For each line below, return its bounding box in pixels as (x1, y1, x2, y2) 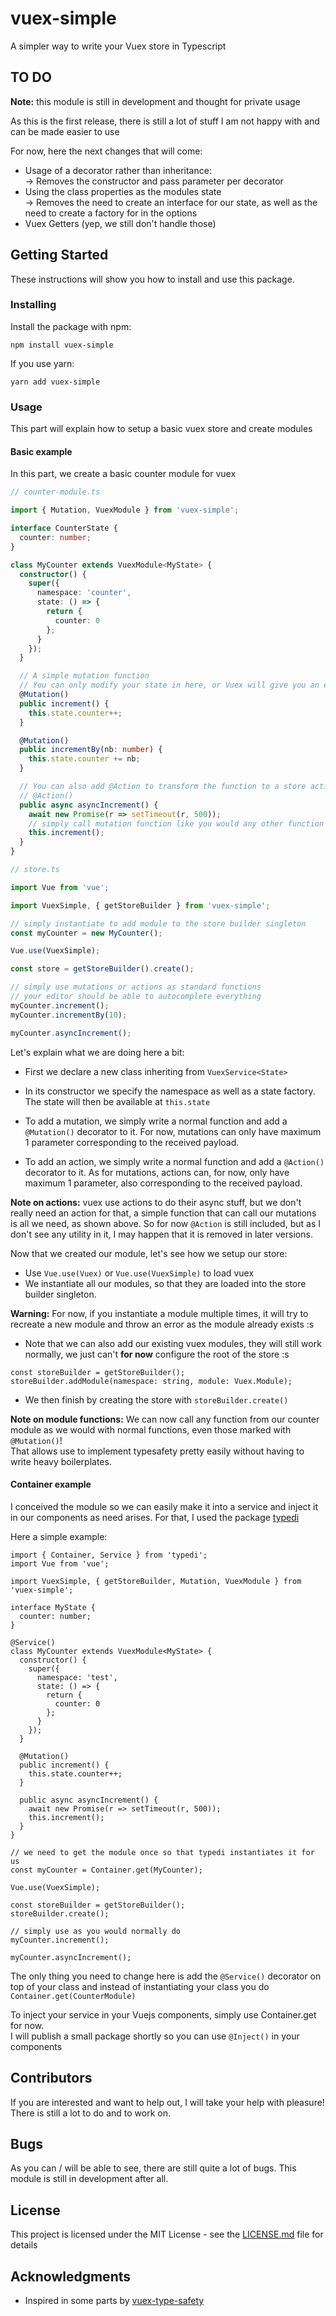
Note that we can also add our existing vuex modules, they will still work (24, 1337, 322, 1349)
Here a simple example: (10, 1530, 108, 1542)
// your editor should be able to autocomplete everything (10, 992, 262, 1002)
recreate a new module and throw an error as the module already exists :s (10, 1318, 315, 1330)
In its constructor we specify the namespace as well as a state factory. (24, 1085, 316, 1097)
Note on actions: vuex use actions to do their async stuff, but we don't (10, 1196, 302, 1208)
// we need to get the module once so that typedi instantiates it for (10, 1847, 315, 1857)
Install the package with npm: (10, 320, 132, 332)
